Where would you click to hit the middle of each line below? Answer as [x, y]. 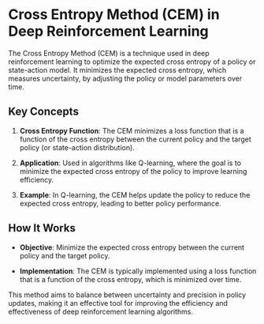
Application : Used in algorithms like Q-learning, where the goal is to [130, 163]
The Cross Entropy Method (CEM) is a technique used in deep [109, 53]
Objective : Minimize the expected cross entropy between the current [132, 247]
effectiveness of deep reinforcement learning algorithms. [101, 311]
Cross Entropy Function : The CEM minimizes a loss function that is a [132, 130]
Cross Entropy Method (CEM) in [114, 15]
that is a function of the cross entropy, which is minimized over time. [130, 279]
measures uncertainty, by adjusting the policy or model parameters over [125, 78]
